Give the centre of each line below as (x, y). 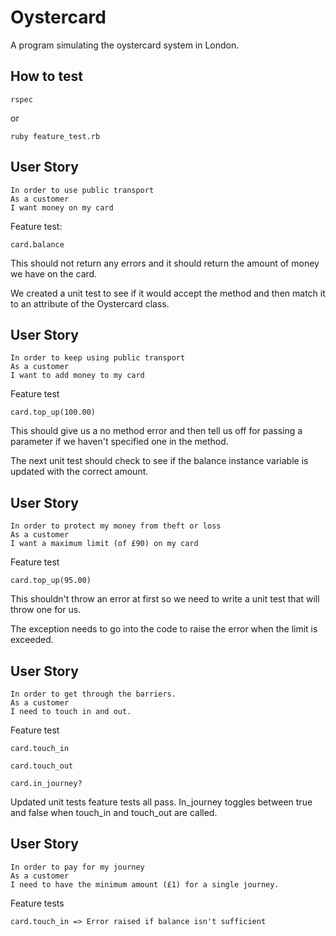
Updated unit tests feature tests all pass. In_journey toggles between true (161, 802)
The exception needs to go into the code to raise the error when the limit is (164, 629)
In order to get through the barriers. (93, 694)
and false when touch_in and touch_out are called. (114, 812)
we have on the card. (54, 273)
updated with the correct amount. (79, 472)
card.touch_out (42, 766)
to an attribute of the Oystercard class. (90, 303)
